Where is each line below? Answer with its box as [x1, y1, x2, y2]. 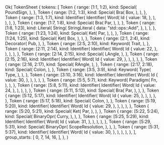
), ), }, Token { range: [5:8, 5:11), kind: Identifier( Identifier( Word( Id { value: [5, 82, 156, 88]
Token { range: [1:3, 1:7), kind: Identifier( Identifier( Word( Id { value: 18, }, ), [5, 15, 156, 20]
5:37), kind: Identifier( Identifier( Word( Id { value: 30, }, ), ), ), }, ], [5, 129, 137, 135]
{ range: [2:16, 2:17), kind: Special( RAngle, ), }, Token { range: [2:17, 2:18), [5, 61, 153, 67]
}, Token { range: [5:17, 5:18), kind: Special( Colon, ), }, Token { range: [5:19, [5, 98, 157, 103]
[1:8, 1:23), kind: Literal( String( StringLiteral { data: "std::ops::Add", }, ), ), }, [5, 25, 156, 31]
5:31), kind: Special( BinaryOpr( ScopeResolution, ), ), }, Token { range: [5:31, [5, 124, 160, 129]
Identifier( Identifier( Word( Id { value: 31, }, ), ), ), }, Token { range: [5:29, [5, 119, 152, 124]
